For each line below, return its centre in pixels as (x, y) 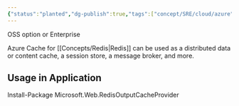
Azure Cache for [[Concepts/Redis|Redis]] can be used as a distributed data (119, 48)
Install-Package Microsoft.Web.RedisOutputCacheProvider (93, 95)
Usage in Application (54, 78)
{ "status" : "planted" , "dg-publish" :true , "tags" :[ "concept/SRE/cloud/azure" (121, 14)
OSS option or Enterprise (44, 34)
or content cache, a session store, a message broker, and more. (101, 55)
